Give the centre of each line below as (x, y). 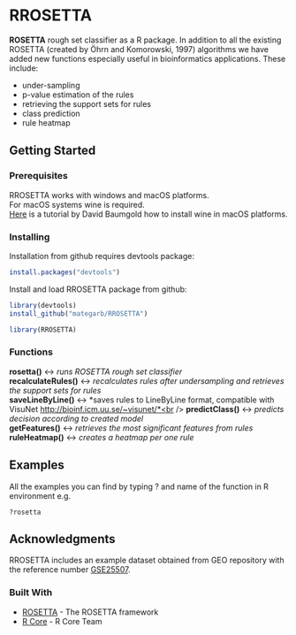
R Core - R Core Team (62, 621)
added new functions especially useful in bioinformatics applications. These (148, 58)
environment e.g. (40, 495)
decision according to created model (76, 418)
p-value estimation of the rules (78, 95)
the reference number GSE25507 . (70, 570)
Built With (31, 593)
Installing (30, 237)
